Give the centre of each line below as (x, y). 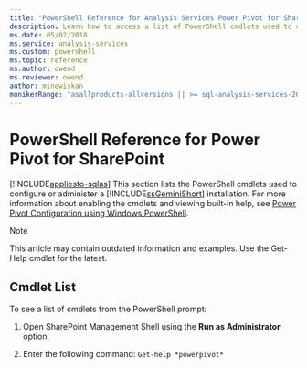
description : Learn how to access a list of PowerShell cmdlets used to (151, 26)
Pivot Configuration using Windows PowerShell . (99, 213)
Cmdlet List (42, 287)
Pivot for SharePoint (87, 158)
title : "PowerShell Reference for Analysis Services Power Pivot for (145, 18)
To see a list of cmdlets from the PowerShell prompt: (108, 309)
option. (36, 336)
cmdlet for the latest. (68, 258)
